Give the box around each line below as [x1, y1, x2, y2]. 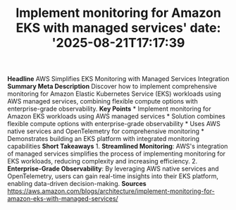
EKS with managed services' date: [15, 20, 221, 36]
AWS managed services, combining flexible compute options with [7, 97, 199, 106]
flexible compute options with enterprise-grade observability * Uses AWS [7, 120, 221, 128]
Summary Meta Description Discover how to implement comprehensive [7, 82, 217, 91]
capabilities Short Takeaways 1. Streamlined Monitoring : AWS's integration [7, 142, 228, 151]
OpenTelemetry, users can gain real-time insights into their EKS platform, [7, 172, 218, 180]
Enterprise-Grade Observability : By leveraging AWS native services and [7, 164, 220, 173]
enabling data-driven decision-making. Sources [7, 180, 147, 188]
